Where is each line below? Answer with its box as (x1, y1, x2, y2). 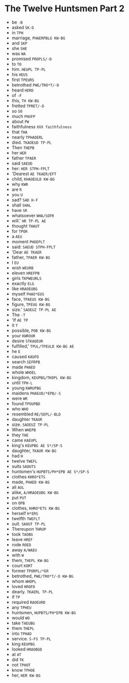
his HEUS (11, 71, 28, 77)
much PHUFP (11, 113, 36, 119)
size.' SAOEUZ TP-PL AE (11, 306, 57, 312)
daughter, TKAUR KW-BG (11, 447, 57, 453)
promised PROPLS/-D (11, 56, 52, 61)
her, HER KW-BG (11, 672, 41, 678)
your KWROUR (11, 332, 36, 338)
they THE (11, 432, 29, 438)
